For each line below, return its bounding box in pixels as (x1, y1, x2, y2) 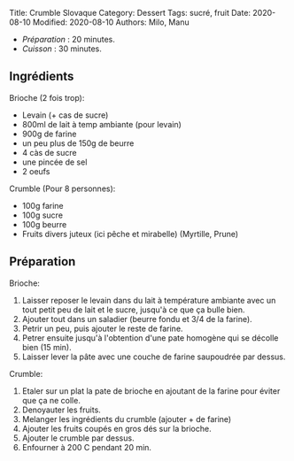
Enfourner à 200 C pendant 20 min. (21, 442, 152, 452)
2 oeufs (21, 165, 50, 176)
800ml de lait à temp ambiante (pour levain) (21, 119, 182, 129)
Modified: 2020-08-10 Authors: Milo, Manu (32, 17, 190, 27)
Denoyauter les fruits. (21, 404, 102, 415)
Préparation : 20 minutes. (21, 35, 115, 44)
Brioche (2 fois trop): (9, 92, 85, 103)
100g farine (21, 200, 64, 211)
